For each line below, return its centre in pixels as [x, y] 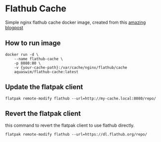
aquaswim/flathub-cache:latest [46, 72]
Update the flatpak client [44, 87]
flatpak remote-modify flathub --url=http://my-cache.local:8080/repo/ [80, 98]
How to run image [33, 43]
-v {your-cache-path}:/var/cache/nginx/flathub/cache [71, 67]
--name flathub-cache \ [39, 59]
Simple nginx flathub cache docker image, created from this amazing [76, 22]
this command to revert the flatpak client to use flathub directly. [70, 125]
